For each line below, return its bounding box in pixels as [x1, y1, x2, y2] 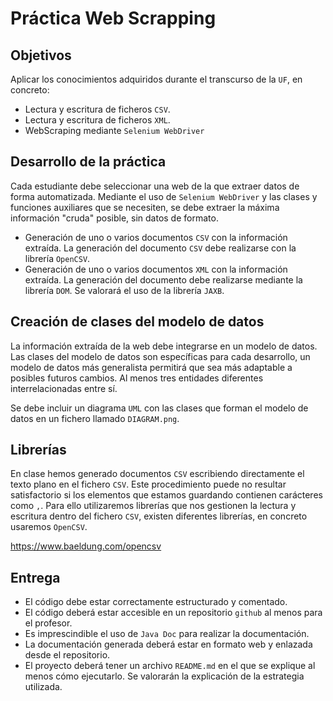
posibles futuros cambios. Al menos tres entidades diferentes [10, 372, 264, 384]
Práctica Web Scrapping [10, 7, 217, 30]
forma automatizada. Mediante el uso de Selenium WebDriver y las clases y [10, 190, 318, 202]
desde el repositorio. [24, 649, 111, 661]
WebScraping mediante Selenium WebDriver [24, 125, 205, 136]
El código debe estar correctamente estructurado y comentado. [24, 596, 288, 608]
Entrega [10, 569, 61, 586]
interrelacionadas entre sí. [10, 382, 118, 394]
